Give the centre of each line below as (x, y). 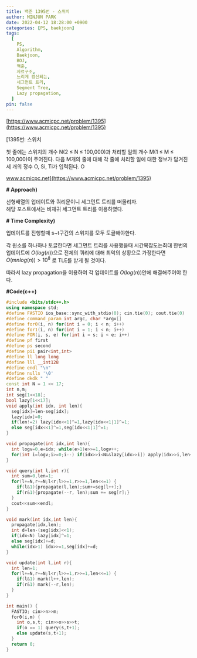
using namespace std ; (33, 308)
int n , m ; (17, 390)
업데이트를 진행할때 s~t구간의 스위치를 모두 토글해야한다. (71, 233)
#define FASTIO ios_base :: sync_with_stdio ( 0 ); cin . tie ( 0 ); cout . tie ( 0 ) (96, 313)
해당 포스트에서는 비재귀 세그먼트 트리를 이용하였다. (65, 209)
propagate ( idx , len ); (36, 525)
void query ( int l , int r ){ (38, 471)
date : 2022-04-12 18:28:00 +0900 (47, 22)
